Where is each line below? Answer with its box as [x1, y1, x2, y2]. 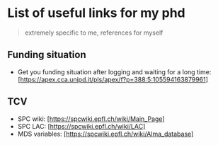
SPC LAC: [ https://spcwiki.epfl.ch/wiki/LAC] [17, 122, 146, 130]
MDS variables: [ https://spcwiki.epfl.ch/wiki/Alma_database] [17, 129, 194, 138]
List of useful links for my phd [7, 5, 185, 21]
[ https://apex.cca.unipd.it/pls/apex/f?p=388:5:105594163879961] [17, 75, 209, 83]
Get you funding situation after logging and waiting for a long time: [17, 67, 212, 76]
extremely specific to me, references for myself [24, 28, 163, 37]
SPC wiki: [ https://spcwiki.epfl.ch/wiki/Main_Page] [17, 115, 165, 123]
